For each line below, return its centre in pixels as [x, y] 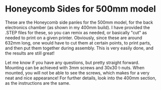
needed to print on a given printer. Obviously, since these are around [73, 38]
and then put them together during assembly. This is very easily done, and [79, 48]
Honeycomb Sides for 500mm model [80, 9]
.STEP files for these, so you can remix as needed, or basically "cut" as [76, 32]
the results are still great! [30, 53]
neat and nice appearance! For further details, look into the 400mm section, [81, 78]
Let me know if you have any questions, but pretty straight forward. [72, 62]
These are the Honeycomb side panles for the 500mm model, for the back [79, 22]
